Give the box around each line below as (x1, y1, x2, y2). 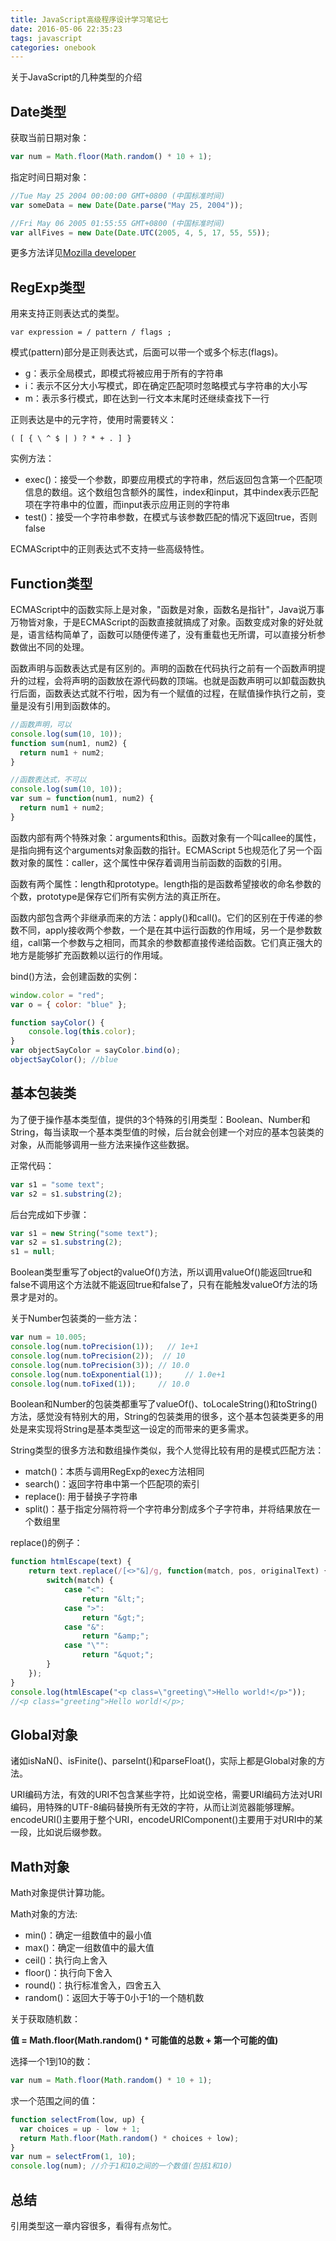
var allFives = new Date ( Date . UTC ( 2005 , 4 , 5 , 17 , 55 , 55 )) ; (10, 227, 271, 238)
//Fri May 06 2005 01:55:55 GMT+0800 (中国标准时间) (10, 218, 226, 228)
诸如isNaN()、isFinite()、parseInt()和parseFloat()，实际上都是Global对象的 (10, 1755, 317, 1767)
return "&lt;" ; (81, 1594, 145, 1604)
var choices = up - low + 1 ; (19, 2124, 141, 2134)
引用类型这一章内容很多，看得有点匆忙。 (10, 2219, 177, 2231)
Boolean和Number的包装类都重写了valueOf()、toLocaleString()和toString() (10, 1398, 318, 1410)
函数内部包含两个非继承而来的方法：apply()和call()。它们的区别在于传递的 (10, 911, 315, 923)
